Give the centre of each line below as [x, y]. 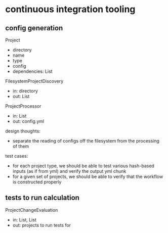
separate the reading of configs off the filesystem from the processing [86, 141]
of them [21, 146]
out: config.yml [28, 121]
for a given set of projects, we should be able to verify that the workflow [88, 176]
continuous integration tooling [70, 9]
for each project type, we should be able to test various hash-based [83, 166]
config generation [34, 28]
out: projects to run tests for [42, 225]
